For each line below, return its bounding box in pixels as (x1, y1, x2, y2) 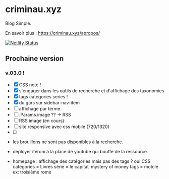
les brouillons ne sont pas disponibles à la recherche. (12, 139, 124, 145)
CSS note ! (19, 82, 41, 88)
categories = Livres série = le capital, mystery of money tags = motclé (12, 163, 159, 169)
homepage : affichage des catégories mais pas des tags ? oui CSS (12, 158, 151, 164)
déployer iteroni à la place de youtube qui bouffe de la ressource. (12, 148, 148, 154)
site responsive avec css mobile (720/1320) (19, 124, 109, 130)
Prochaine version (5, 54, 64, 63)
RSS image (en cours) (19, 117, 65, 124)
